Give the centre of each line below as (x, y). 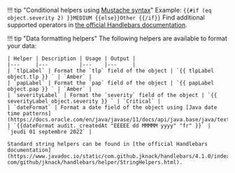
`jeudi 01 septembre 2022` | (50, 132)
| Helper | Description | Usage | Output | (72, 59)
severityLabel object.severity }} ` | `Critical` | (84, 101)
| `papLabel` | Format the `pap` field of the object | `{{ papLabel (111, 83)
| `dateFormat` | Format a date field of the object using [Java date (112, 107)
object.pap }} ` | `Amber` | (50, 89)
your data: (22, 46)
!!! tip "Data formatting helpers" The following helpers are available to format (117, 38)
